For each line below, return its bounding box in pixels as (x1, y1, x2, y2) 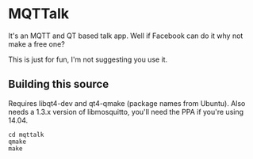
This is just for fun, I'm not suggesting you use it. (8, 55, 168, 64)
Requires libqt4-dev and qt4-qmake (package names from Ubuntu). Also (8, 98, 246, 108)
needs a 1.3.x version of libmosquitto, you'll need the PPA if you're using (8, 107, 244, 116)
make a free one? (8, 39, 65, 48)
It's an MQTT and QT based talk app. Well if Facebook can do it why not (8, 31, 243, 40)
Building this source (8, 78, 109, 91)
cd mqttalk (8, 131, 44, 138)
